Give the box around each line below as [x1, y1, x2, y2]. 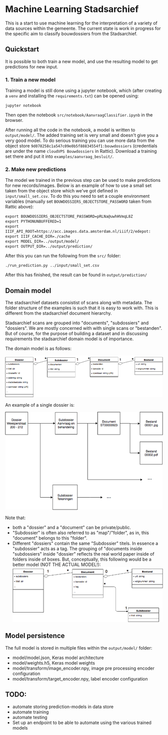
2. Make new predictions [5, 166, 66, 173]
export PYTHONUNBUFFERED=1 [5, 219, 61, 224]
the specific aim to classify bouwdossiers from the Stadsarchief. [5, 30, 137, 36]
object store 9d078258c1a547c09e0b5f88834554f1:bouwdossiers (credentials [5, 143, 157, 149]
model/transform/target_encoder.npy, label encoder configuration [12, 676, 148, 682]
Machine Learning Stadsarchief [5, 3, 139, 15]
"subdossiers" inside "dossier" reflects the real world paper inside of [12, 551, 154, 557]
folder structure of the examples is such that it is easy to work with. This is [5, 305, 158, 311]
